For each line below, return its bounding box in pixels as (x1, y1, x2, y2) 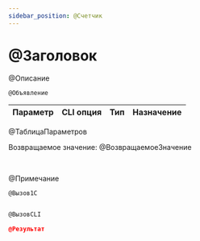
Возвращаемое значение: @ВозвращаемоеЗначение (8, 142, 192, 152)
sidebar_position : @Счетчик (8, 11, 103, 20)
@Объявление (8, 89, 48, 97)
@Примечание (8, 173, 60, 183)
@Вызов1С (8, 189, 38, 197)
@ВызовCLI (8, 210, 42, 218)
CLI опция (61, 106, 102, 118)
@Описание (8, 73, 50, 83)
